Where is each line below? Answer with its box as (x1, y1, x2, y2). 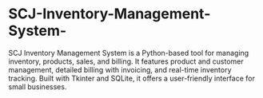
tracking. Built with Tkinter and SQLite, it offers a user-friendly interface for (8, 73, 256, 83)
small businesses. (8, 81, 67, 92)
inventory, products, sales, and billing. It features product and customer (8, 57, 244, 66)
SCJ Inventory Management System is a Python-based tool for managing (8, 48, 249, 57)
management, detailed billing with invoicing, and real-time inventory (8, 65, 232, 74)
